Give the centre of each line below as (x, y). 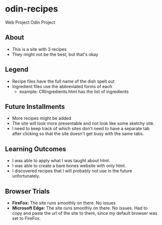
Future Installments (35, 107)
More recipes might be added (42, 118)
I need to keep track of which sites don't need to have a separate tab (81, 129)
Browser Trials (27, 191)
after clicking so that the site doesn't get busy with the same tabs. (78, 134)
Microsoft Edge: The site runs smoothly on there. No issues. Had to (80, 208)
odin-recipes (32, 9)
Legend (17, 69)
